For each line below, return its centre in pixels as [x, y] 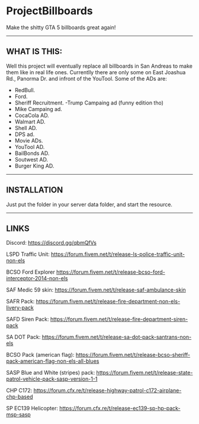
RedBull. [25, 90]
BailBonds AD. [32, 153]
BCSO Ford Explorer [31, 272]
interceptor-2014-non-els [37, 279]
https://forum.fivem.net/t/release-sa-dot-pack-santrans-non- [117, 337]
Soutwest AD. [31, 159]
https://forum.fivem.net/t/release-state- [145, 373]
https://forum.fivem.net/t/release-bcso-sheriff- [133, 355]
